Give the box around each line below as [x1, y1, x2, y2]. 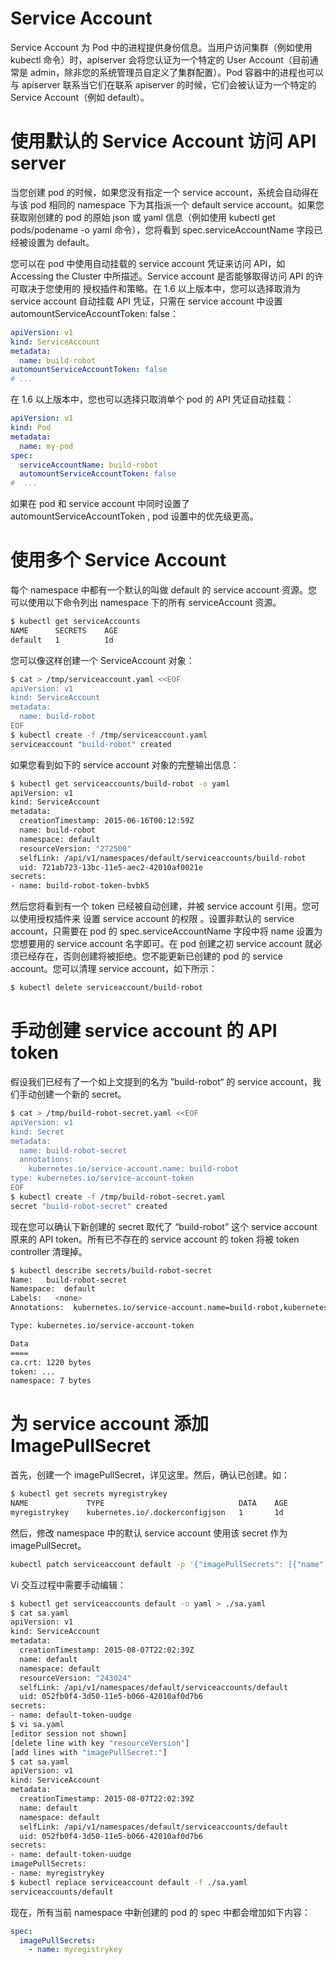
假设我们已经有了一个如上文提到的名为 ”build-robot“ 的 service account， [10, 1076, 313, 1087]
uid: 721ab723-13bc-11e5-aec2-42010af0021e [19, 862, 203, 872]
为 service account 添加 [10, 1413, 210, 1436]
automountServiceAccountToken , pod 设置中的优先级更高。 [10, 510, 259, 522]
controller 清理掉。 [10, 1245, 88, 1257]
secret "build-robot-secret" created [10, 1201, 168, 1211]
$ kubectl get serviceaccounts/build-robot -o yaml [10, 778, 230, 789]
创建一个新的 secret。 [36, 1088, 127, 1100]
